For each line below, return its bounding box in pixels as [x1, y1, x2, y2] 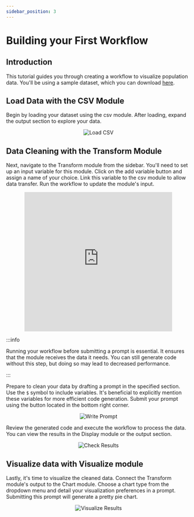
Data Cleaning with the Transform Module [6, 146, 162, 156]
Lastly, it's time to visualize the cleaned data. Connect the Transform [6, 475, 172, 482]
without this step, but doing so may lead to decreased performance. [6, 360, 171, 367]
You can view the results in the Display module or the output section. [6, 431, 172, 438]
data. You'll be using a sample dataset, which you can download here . [6, 79, 175, 86]
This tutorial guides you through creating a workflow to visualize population [6, 73, 188, 80]
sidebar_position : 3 [6, 8, 57, 15]
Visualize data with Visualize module [6, 459, 144, 469]
